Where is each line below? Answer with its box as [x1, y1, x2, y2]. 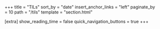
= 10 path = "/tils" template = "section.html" [4, 9, 93, 15]
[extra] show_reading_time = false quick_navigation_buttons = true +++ [4, 19, 149, 24]
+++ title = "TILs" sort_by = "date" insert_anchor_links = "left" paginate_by [4, 4, 155, 10]
